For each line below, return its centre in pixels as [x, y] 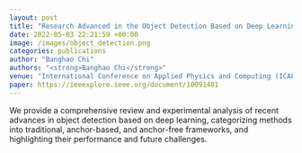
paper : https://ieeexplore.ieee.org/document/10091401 [114, 85]
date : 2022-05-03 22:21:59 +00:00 [74, 34]
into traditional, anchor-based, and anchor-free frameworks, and [129, 129]
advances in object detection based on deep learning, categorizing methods [151, 120]
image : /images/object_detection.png [80, 43]
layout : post [34, 18]
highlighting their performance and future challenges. [108, 139]
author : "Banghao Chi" [52, 59]
